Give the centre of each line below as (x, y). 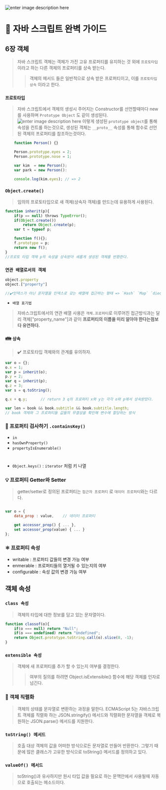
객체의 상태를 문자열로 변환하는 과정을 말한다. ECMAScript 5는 (78, 708)
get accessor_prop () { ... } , (45, 525)
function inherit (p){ (27, 211)
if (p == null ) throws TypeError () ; (51, 216)
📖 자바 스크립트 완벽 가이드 (56, 29)
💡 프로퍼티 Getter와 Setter (36, 480)
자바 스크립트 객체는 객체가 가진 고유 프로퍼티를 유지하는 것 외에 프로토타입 (87, 62)
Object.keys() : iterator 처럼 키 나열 (49, 466)
